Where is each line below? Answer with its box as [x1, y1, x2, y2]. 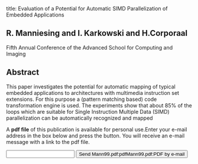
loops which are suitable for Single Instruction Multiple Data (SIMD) [6, 108, 170, 115]
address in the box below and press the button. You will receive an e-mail [6, 132, 185, 139]
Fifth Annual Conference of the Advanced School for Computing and [6, 44, 173, 51]
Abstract [6, 67, 40, 77]
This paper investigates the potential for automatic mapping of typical [6, 83, 176, 90]
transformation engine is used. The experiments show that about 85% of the [6, 101, 192, 109]
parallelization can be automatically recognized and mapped [6, 114, 153, 122]
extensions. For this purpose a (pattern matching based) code [6, 96, 157, 103]
